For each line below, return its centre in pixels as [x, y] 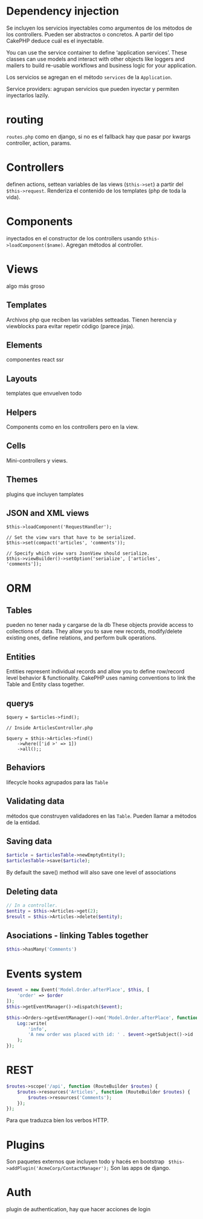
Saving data [29, 841]
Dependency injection [63, 11]
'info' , [37, 1029]
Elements [24, 345]
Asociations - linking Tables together [77, 936]
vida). [13, 197]
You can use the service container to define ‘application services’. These [97, 52]
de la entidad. [23, 822]
